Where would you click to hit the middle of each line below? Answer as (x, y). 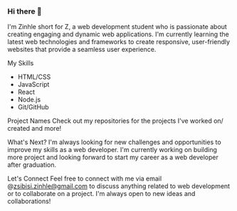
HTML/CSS (34, 77)
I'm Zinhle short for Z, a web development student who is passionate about (117, 27)
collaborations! (29, 201)
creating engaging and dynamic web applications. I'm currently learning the (118, 34)
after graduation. (32, 165)
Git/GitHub (33, 107)
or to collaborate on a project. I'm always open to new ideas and (101, 194)
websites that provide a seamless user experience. (82, 50)
